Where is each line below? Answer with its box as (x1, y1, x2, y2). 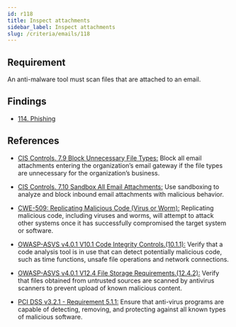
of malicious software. (17, 312, 83, 321)
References (7, 135, 60, 147)
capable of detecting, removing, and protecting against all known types (17, 305, 226, 314)
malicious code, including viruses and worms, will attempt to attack (17, 211, 214, 219)
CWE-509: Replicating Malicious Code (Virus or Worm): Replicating (17, 203, 214, 212)
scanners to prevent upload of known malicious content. (17, 284, 183, 292)
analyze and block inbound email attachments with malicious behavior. (17, 190, 225, 198)
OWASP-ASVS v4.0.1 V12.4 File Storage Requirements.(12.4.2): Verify (17, 268, 220, 277)
